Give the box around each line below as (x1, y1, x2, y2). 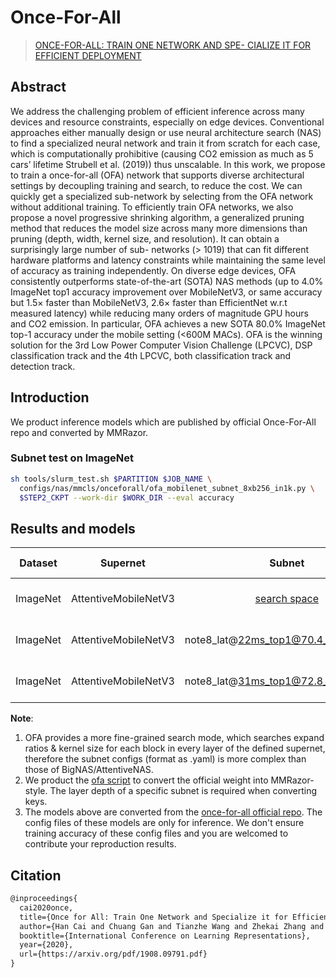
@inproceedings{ (10, 894, 78, 904)
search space (254, 592, 319, 606)
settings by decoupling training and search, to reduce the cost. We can (10, 179, 303, 191)
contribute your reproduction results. (24, 838, 177, 850)
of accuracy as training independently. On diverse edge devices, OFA (10, 264, 297, 276)
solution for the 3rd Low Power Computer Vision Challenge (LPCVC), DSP (10, 339, 313, 351)
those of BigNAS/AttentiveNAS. (24, 764, 154, 776)
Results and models (10, 520, 136, 537)
